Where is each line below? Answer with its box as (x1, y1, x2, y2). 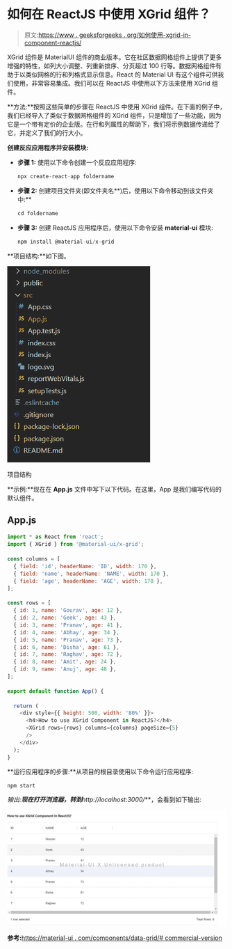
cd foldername (17, 210, 58, 217)
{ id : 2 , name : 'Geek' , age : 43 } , (13, 614, 117, 621)
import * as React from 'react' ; (7, 533, 104, 540)
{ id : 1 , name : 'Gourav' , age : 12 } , (13, 607, 123, 614)
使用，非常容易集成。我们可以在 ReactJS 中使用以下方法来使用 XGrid (13, 79, 210, 87)
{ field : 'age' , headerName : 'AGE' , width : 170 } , (13, 577, 163, 585)
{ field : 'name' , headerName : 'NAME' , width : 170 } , (13, 570, 169, 577)
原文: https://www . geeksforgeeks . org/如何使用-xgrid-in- (24, 31, 192, 39)
